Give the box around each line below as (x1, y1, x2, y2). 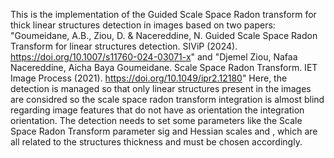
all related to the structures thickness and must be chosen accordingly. (10, 136, 303, 148)
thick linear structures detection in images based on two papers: (10, 19, 276, 31)
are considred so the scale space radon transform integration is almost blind (10, 94, 325, 105)
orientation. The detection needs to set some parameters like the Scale (10, 115, 303, 126)
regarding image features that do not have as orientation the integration (10, 104, 305, 116)
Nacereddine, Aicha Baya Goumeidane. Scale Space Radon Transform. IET (10, 62, 318, 73)
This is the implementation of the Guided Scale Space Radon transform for (10, 9, 317, 20)
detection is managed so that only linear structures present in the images (10, 83, 312, 94)
